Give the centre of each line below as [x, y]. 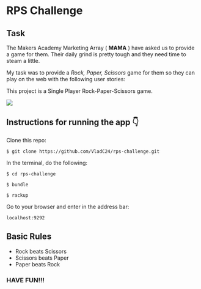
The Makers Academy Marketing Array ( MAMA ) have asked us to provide [100, 48]
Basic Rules [29, 237]
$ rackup [17, 195]
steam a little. [23, 61]
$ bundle [17, 185]
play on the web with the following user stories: [66, 79]
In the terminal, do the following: [47, 163]
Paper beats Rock [37, 264]
